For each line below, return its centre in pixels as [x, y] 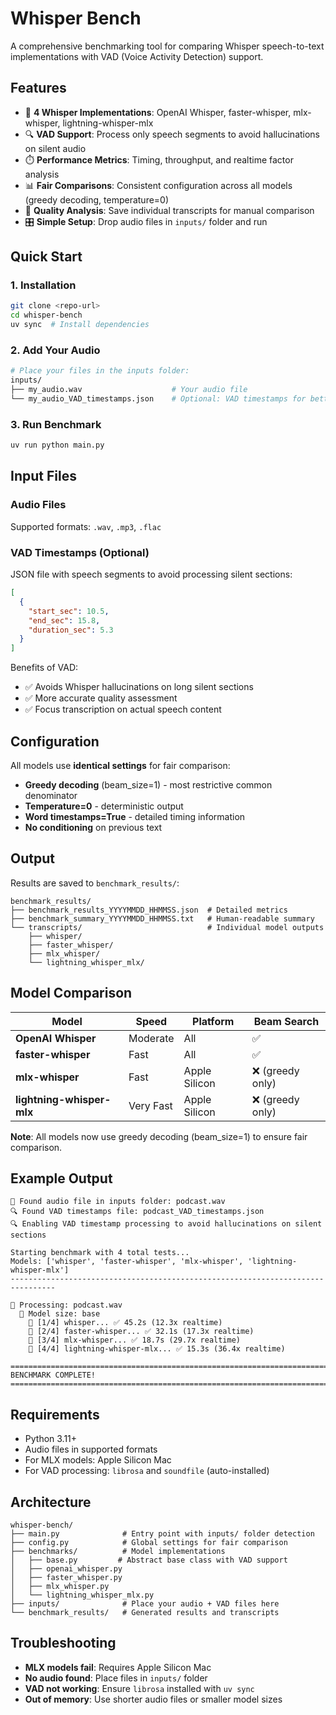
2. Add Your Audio [55, 350]
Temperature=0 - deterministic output [104, 806]
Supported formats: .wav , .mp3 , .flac [86, 526]
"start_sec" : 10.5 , [69, 611]
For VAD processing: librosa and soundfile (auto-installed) [147, 1471]
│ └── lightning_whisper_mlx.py [82, 1595]
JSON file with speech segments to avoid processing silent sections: [151, 574]
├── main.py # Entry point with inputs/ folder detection [162, 1534]
